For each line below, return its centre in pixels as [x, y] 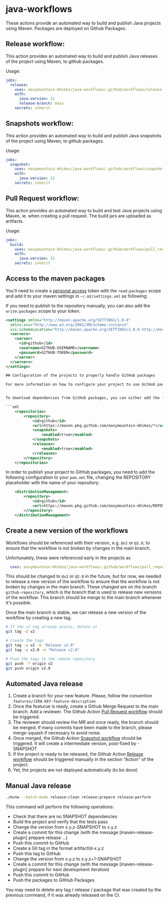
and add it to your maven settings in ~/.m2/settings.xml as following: [77, 296]
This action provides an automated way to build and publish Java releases [82, 56]
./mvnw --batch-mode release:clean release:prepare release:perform [78, 797]
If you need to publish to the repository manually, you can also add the [78, 305]
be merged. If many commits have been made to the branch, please [83, 728]
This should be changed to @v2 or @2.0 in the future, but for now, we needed [84, 576]
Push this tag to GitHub [37, 853]
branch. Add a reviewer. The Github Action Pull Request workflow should [87, 712]
